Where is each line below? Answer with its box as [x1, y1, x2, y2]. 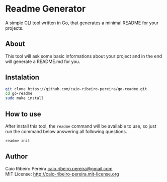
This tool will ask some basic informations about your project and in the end [5, 53, 162, 59]
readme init [5, 138, 30, 143]
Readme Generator [5, 3, 86, 15]
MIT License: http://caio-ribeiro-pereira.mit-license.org [5, 171, 119, 177]
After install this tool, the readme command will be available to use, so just [5, 123, 157, 129]
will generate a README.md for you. [5, 58, 80, 65]
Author [5, 152, 28, 161]
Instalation [5, 73, 39, 82]
